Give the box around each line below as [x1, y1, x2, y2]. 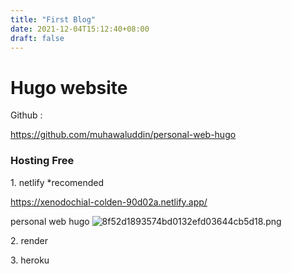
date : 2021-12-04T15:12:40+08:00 [10, 24, 150, 34]
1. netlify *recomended [10, 176, 105, 188]
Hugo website [10, 76, 128, 99]
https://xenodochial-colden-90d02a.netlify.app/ [10, 196, 208, 208]
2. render [10, 234, 48, 246]
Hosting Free [10, 154, 75, 168]
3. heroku [10, 254, 50, 266]
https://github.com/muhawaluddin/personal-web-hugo [10, 129, 237, 141]
